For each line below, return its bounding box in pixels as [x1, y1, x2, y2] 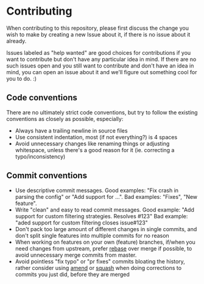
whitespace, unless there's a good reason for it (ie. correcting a [15, 146, 175, 153]
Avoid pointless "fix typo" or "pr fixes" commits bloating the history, [15, 257, 186, 265]
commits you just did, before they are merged [15, 271, 130, 278]
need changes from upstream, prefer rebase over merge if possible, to [15, 244, 192, 252]
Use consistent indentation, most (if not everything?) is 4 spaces [15, 133, 178, 140]
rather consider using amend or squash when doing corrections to [15, 264, 181, 271]
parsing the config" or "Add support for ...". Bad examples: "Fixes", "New [15, 193, 198, 200]
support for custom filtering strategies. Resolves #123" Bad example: [15, 212, 188, 220]
